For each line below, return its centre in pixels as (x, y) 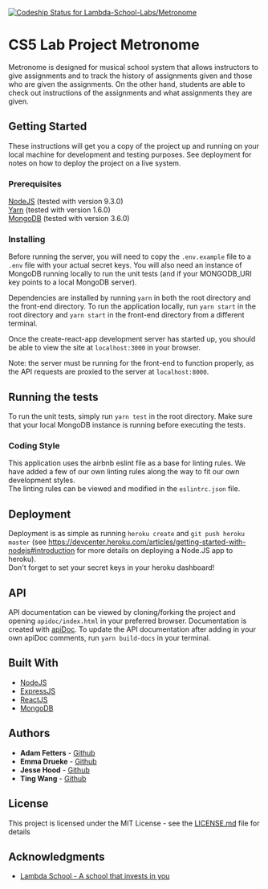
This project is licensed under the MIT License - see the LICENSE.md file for (134, 823)
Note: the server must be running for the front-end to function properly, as (131, 363)
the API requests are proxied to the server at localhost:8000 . (109, 372)
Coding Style (34, 446)
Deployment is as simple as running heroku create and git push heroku (126, 534)
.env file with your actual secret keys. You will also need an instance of (125, 265)
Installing (27, 239)
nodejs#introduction (42, 551)
